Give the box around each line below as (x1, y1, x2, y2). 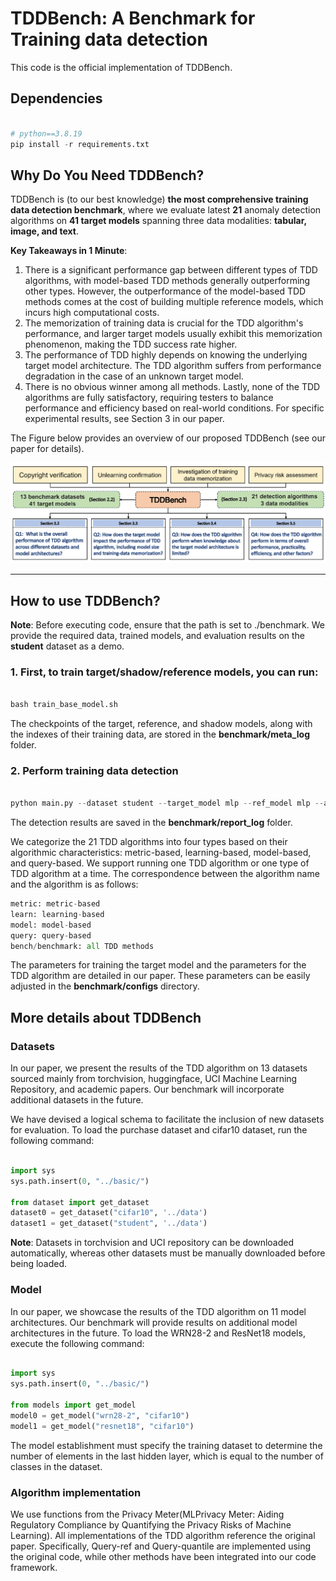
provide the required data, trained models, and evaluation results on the (10, 629, 306, 641)
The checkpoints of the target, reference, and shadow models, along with (10, 717, 313, 729)
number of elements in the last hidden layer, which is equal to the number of (10, 1450, 324, 1462)
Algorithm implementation (10, 1485, 142, 1499)
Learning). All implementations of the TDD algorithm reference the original (10, 1529, 316, 1541)
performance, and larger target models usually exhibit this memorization (24, 328, 323, 340)
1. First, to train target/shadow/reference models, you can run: (10, 665, 319, 679)
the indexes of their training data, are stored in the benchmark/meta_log (10, 728, 310, 740)
